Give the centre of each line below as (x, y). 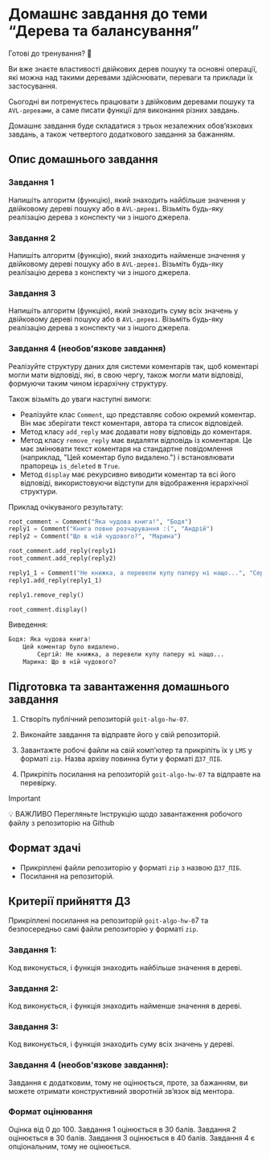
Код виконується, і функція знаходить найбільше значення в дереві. (125, 967)
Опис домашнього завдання (83, 160)
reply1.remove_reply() (46, 595)
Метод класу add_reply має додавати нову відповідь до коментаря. (136, 432)
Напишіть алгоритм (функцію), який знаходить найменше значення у (127, 255)
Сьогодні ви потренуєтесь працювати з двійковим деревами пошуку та (131, 101)
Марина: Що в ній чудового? (70, 662)
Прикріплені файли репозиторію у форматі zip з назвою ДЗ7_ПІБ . (131, 867)
